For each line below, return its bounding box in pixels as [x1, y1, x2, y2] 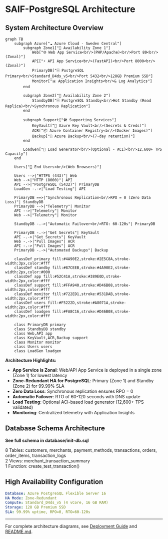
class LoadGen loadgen [14, 349, 61, 354]
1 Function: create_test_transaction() [5, 463, 80, 469]
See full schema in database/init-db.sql [5, 437, 89, 443]
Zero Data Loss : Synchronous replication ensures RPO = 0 [12, 388, 133, 394]
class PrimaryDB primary [14, 322, 66, 327]
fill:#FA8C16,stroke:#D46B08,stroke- [52, 309, 131, 314]
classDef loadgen [14, 309, 50, 314]
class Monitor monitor [14, 340, 61, 345]
